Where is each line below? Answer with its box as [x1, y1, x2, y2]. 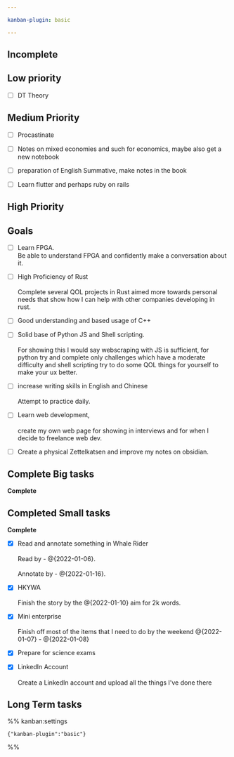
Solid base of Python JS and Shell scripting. [17, 331, 145, 339]
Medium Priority [7, 112, 80, 124]
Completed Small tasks [7, 507, 111, 519]
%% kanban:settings [7, 717, 68, 725]
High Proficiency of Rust [17, 272, 89, 281]
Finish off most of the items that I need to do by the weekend [17, 628, 195, 636]
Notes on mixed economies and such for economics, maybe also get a [17, 145, 222, 153]
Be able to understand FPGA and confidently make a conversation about [17, 251, 227, 260]
